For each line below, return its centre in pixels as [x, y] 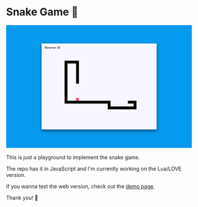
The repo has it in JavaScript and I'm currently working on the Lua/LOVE [94, 169]
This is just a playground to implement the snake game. [73, 158]
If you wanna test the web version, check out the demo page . [80, 186]
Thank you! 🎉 [22, 198]
